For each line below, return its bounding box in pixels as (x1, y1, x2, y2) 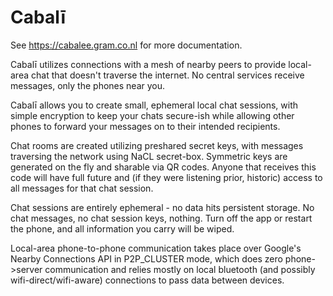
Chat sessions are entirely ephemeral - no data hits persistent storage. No (10, 201, 315, 213)
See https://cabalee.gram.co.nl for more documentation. (10, 39, 243, 51)
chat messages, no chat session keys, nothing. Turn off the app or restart (10, 212, 313, 224)
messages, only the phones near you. (10, 79, 166, 91)
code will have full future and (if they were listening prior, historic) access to (10, 171, 323, 183)
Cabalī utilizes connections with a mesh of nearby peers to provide (10, 58, 287, 70)
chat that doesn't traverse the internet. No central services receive (30, 69, 305, 81)
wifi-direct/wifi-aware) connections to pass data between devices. (10, 274, 285, 286)
